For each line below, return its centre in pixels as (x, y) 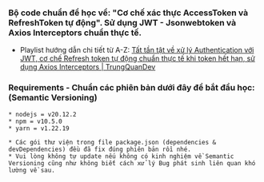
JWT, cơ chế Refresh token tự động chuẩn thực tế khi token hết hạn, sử (138, 58)
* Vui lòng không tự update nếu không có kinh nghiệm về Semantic (121, 156)
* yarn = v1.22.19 (39, 128)
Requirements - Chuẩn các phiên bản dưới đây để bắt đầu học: (132, 88)
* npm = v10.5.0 (35, 121)
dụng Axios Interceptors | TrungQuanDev (88, 67)
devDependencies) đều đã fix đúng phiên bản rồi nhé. (100, 149)
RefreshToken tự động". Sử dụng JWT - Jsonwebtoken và (122, 22)
